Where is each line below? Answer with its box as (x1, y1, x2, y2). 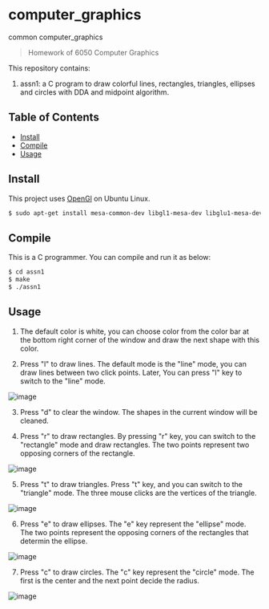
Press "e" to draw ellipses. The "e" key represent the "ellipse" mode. (19, 519, 247, 529)
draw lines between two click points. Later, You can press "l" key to (19, 367, 243, 377)
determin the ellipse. (19, 536, 88, 546)
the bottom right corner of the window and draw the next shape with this (19, 335, 260, 344)
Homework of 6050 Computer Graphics (27, 47, 159, 57)
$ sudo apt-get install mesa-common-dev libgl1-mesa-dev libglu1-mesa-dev (8, 209, 263, 217)
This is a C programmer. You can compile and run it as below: (8, 253, 211, 262)
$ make (8, 275, 30, 284)
